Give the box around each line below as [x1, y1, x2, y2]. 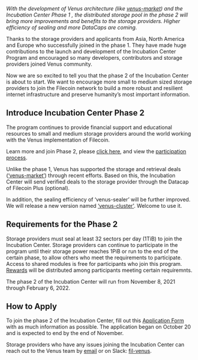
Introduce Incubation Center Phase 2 [6, 108, 145, 118]
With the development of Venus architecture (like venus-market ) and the [6, 5, 183, 12]
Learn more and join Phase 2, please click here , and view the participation [6, 147, 187, 155]
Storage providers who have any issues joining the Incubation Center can [6, 341, 185, 348]
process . [6, 154, 28, 161]
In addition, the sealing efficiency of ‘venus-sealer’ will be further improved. [6, 195, 191, 203]
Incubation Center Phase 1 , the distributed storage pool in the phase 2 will [6, 11, 188, 18]
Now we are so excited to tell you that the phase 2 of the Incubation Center [6, 72, 189, 79]
